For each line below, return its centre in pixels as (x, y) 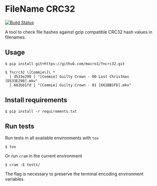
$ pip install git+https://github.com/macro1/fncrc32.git (65, 64)
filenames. (16, 37)
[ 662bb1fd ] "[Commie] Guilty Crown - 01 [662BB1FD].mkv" (70, 85)
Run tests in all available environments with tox (52, 138)
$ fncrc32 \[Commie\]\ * (30, 72)
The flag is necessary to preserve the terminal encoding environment (74, 174)
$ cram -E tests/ (23, 165)
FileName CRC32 (40, 9)
